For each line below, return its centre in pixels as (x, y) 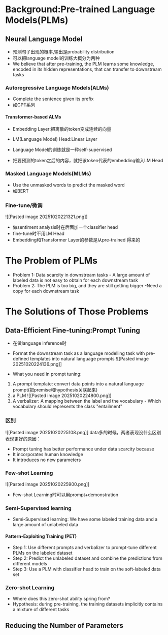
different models (30, 564)
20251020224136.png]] (37, 364)
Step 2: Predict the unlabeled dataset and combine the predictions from (87, 558)
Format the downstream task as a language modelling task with (79, 353)
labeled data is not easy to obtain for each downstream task (75, 280)
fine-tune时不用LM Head (39, 234)
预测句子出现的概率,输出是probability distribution (64, 52)
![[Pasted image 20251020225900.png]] (47, 484)
